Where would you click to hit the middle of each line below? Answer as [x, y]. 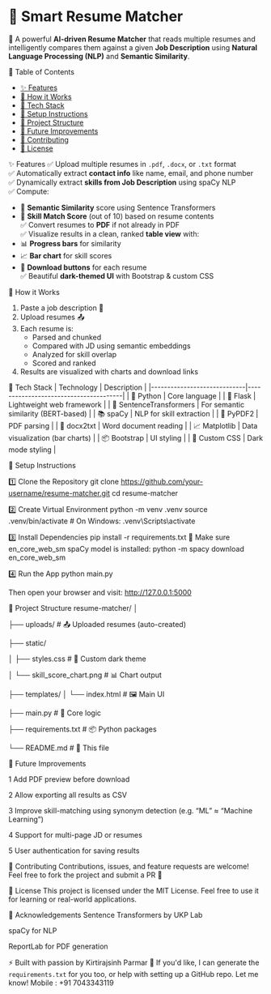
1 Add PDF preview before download [69, 779]
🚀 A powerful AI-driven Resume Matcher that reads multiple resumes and [132, 39]
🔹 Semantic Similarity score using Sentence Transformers [118, 207]
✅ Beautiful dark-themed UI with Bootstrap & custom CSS [117, 275]
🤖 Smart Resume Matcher [96, 17]
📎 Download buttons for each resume [83, 267]
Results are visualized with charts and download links [109, 371]
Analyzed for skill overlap [74, 354]
